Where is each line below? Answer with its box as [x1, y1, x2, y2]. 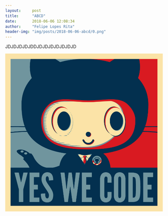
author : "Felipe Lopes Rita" [5, 24, 75, 29]
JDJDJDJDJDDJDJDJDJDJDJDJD [5, 44, 76, 50]
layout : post [5, 8, 41, 13]
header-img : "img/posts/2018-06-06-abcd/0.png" [5, 29, 106, 35]
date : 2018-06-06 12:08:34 [5, 19, 75, 24]
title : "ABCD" [5, 13, 46, 19]
